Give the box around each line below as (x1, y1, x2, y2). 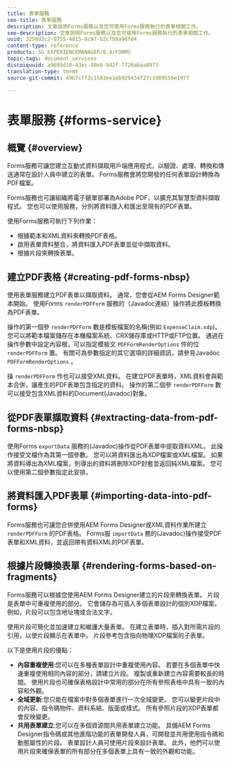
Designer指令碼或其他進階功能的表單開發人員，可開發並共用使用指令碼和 (17, 730, 225, 738)
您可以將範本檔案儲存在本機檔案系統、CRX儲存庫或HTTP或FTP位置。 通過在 (7, 331, 224, 340)
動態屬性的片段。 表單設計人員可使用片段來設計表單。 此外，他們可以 (17, 738, 214, 747)
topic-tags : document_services (7, 55, 97, 62)
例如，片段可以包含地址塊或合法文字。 (7, 608, 116, 616)
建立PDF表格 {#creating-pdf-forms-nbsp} (7, 271, 191, 283)
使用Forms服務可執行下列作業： (7, 217, 98, 225)
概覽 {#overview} (7, 142, 83, 154)
